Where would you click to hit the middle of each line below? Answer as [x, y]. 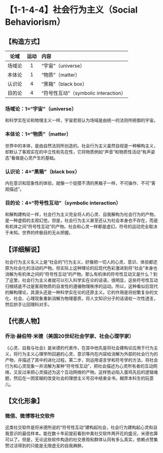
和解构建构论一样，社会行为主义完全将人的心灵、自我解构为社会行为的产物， [81, 215]
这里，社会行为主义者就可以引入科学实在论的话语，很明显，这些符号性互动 [83, 280]
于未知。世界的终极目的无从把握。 [39, 233]
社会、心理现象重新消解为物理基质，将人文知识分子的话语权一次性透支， [86, 298]
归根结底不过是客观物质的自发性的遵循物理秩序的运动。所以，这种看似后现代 [81, 286]
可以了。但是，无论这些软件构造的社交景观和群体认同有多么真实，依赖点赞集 [81, 439]
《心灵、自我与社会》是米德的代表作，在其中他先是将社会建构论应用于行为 [79, 348]
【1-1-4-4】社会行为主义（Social [71, 10]
